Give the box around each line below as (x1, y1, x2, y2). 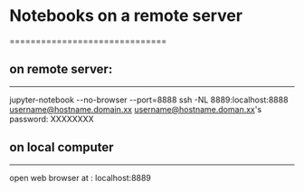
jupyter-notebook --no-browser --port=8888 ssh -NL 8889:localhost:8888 (9, 94, 289, 105)
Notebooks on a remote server (9, 5, 242, 26)
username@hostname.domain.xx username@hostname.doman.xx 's (9, 103, 262, 114)
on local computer (9, 139, 115, 155)
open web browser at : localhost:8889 (9, 172, 152, 183)
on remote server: (9, 62, 113, 77)
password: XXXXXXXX (9, 113, 94, 124)
